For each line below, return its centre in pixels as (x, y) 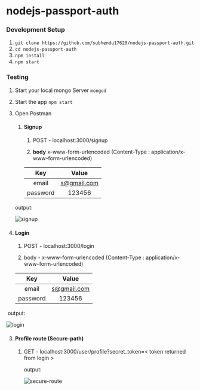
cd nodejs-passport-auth (46, 50)
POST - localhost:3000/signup (70, 140)
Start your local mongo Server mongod (61, 90)
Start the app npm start (44, 102)
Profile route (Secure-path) (49, 338)
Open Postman (33, 113)
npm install (30, 56)
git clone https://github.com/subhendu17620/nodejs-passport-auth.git (104, 43)
